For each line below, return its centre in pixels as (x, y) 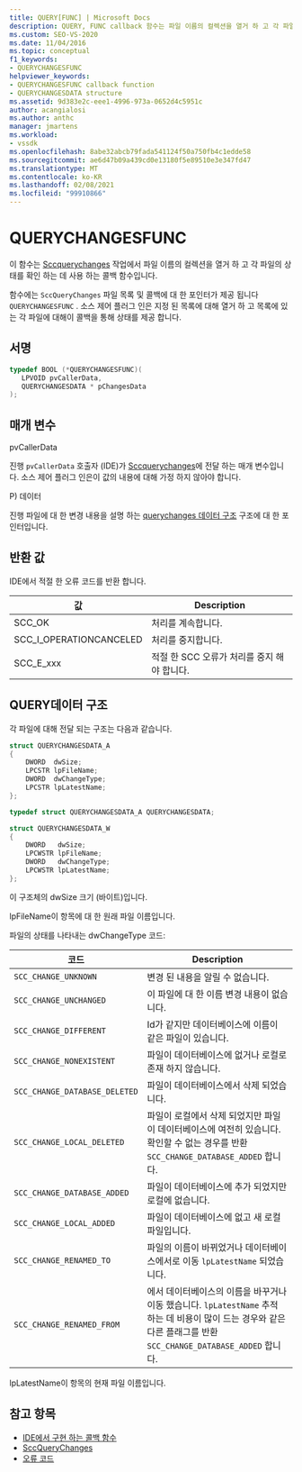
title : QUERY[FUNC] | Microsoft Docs (80, 18)
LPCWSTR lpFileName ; (64, 854)
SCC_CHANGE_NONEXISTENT (65, 1061)
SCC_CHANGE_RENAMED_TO (62, 1260)
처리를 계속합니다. (187, 622)
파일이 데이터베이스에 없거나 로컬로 (217, 1055)
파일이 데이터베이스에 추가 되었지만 (217, 1186)
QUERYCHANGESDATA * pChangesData (84, 386)
